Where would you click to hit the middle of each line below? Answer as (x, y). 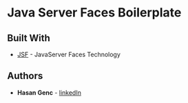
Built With (29, 38)
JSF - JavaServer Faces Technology (69, 54)
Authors (25, 76)
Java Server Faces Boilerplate (94, 13)
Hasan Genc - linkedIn (49, 92)
